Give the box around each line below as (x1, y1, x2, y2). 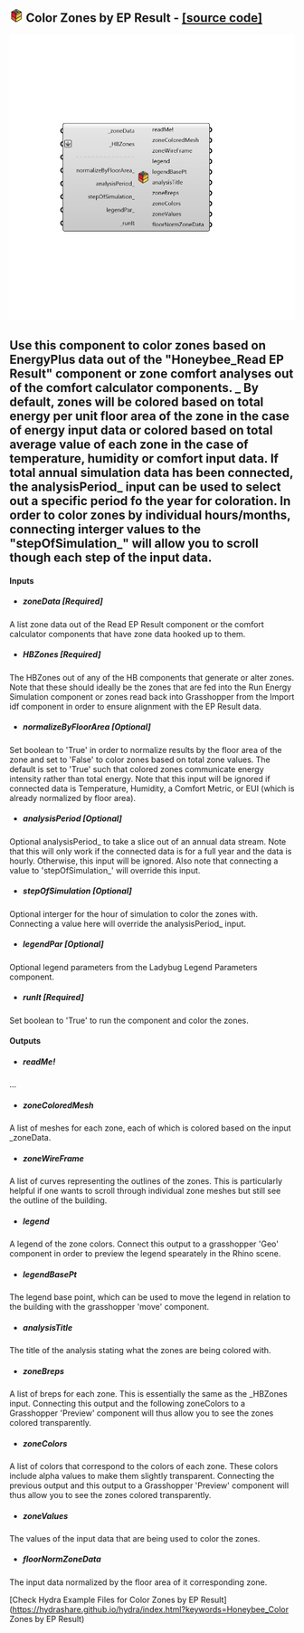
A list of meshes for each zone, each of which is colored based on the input (9, 1122, 291, 1133)
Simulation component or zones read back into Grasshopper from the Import (9, 691, 295, 702)
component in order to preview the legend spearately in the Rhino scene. (9, 1248, 281, 1259)
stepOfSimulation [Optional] (22, 885, 133, 896)
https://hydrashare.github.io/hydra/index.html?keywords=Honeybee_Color (12, 1603, 290, 1615)
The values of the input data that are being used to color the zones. (9, 1533, 261, 1543)
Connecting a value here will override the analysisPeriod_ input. (9, 918, 246, 929)
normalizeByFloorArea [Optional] (22, 721, 151, 732)
